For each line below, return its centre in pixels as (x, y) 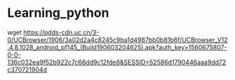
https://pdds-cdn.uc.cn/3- (61, 32)
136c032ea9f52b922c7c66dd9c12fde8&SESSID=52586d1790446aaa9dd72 (117, 62)
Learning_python (58, 13)
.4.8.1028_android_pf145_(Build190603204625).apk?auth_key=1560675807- (117, 47)
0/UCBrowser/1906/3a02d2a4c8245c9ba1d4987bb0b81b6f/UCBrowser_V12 (117, 39)
